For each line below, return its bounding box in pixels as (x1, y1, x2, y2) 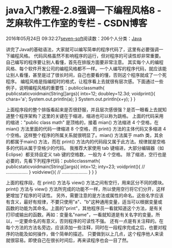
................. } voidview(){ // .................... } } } (6, 169, 97, 175)
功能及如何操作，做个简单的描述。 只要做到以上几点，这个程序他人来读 (14, 231, 164, 237)
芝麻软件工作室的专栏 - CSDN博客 (6, 17, 148, 29)
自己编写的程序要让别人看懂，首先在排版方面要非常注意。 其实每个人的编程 (6, 59, 164, 65)
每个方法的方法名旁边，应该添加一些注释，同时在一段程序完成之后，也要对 (6, 224, 162, 231)
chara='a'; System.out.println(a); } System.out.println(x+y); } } (6, 96, 136, 102)
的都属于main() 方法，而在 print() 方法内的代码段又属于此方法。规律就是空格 (6, 138, 166, 144)
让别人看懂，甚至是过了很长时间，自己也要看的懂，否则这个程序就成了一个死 (6, 72, 167, 78)
